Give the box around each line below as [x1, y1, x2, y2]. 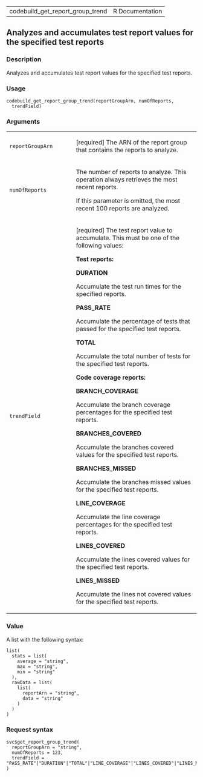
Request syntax [6, 725, 53, 733]
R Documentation [112, 7, 163, 15]
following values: [76, 241, 124, 250]
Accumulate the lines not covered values [76, 590, 192, 599]
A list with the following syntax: [6, 636, 84, 643]
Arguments [6, 117, 40, 126]
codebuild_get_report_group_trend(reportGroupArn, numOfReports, [6, 98, 174, 104]
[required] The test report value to [76, 226, 173, 235]
